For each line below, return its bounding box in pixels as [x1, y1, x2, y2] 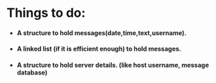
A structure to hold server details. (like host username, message [16, 60, 209, 69]
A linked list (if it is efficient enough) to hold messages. [16, 44, 182, 53]
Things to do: [6, 5, 86, 21]
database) [16, 68, 48, 77]
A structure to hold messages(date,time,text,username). [16, 28, 187, 37]
